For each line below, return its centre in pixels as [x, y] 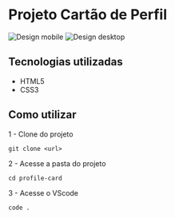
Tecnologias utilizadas [66, 62]
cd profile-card [35, 178]
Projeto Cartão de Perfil [88, 15]
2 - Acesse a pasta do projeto [57, 163]
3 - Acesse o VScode [43, 192]
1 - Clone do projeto [41, 134]
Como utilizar [43, 115]
